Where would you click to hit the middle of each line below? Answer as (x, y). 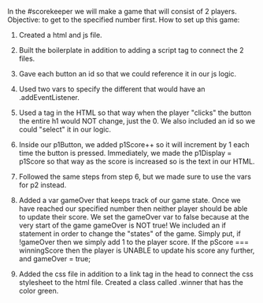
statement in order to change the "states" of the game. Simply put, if (130, 234)
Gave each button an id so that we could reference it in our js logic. (128, 74)
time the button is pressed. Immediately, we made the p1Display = (125, 153)
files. (27, 59)
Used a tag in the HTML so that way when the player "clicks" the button (135, 113)
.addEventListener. (49, 97)
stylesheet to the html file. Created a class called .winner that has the (131, 282)
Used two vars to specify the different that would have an (112, 89)
